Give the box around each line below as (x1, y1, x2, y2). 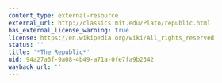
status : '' (8, 41, 44, 49)
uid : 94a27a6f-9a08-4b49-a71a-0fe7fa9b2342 (8, 56, 155, 64)
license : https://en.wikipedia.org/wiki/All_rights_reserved (8, 33, 215, 42)
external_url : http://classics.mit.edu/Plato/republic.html (8, 19, 212, 27)
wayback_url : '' (8, 63, 62, 71)
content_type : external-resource (8, 11, 119, 20)
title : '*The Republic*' (8, 48, 90, 56)
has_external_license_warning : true (8, 26, 129, 34)
